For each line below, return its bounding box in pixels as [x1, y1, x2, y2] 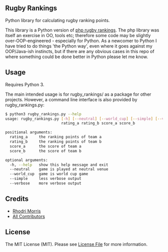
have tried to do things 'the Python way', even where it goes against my [5, 43, 152, 49]
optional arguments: [5, 157, 48, 162]
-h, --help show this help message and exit [9, 162, 108, 167]
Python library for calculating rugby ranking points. [5, 17, 110, 23]
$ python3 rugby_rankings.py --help [5, 111, 81, 117]
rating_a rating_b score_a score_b [60, 121, 135, 126]
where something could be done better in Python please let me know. [5, 54, 148, 60]
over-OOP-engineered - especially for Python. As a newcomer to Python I [5, 38, 157, 44]
